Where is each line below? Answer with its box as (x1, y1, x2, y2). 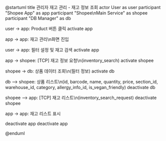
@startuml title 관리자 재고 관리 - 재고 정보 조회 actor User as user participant (5, 4, 161, 10)
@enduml (5, 130, 25, 136)
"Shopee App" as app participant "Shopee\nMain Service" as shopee (5, 10, 148, 16)
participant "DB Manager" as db (5, 15, 71, 21)
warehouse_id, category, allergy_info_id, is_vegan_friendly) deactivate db (5, 84, 156, 90)
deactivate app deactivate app (5, 120, 68, 126)
